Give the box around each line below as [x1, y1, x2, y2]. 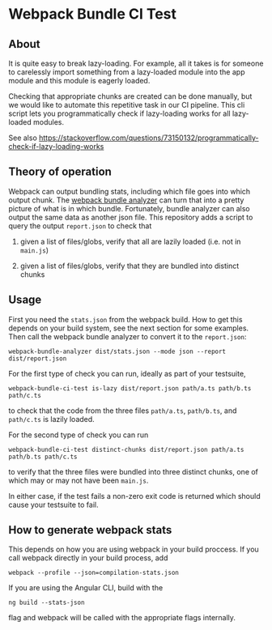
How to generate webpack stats [8, 523, 172, 537]
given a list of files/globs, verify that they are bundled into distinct [19, 261, 240, 270]
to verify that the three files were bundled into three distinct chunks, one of [8, 466, 259, 476]
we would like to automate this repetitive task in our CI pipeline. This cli [8, 100, 245, 109]
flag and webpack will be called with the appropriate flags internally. [8, 613, 236, 623]
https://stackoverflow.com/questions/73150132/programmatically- [39, 133, 259, 143]
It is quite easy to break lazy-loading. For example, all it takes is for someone [8, 58, 264, 68]
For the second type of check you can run [8, 430, 149, 440]
